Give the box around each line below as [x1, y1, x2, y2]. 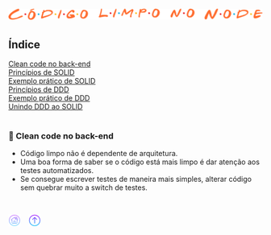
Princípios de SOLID [8, 68, 75, 77]
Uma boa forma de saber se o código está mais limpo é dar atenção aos [19, 157, 261, 167]
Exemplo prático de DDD [8, 93, 90, 102]
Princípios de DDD [8, 85, 70, 94]
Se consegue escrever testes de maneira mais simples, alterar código [19, 175, 252, 184]
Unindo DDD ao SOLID [8, 102, 83, 111]
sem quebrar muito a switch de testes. [19, 183, 148, 192]
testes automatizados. [19, 166, 94, 175]
